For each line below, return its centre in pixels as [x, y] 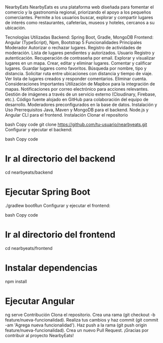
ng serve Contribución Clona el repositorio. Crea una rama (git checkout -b [80, 315]
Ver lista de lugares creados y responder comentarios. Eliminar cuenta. [76, 79]
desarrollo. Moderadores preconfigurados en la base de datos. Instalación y [81, 105]
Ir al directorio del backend [60, 159]
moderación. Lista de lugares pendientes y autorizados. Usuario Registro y [80, 53]
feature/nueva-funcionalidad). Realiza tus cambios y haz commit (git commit [82, 320]
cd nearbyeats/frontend [29, 248]
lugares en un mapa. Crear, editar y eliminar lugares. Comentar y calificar [78, 63]
